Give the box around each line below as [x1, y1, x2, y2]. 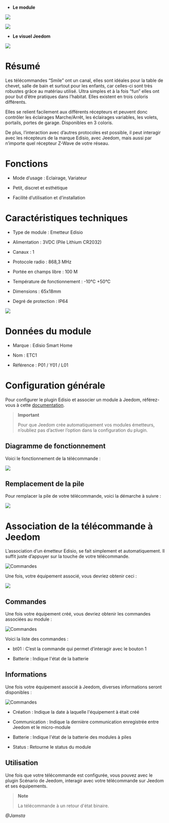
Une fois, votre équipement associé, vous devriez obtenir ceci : [5, 573, 137, 579]
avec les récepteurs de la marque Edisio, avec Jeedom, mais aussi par [5, 135, 152, 141]
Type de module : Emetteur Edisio [12, 229, 83, 235]
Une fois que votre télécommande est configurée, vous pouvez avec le [5, 772, 153, 778]
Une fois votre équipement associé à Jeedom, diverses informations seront [5, 684, 162, 690]
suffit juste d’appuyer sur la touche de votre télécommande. [5, 554, 130, 560]
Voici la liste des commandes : [5, 636, 69, 642]
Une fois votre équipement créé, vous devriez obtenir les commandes [5, 611, 151, 617]
